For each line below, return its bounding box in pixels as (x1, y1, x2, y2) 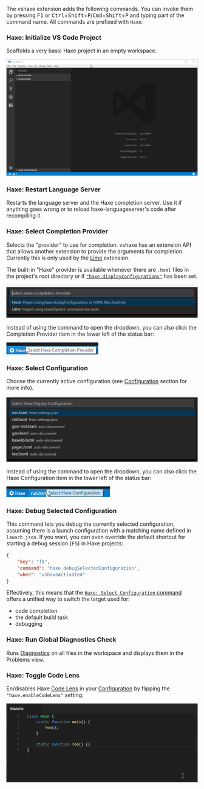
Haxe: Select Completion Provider (6, 227, 108, 236)
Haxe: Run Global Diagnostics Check (6, 635, 117, 644)
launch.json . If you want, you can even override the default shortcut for (6, 533, 186, 541)
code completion (15, 607, 58, 615)
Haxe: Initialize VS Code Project (6, 33, 102, 41)
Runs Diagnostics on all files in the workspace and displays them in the (6, 649, 184, 657)
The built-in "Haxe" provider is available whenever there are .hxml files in (6, 266, 189, 273)
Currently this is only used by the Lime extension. (6, 254, 130, 261)
